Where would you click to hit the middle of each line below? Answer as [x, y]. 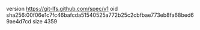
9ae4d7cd [19, 21]
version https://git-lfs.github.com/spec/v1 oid [62, 9]
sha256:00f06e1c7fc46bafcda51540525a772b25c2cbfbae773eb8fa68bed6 [100, 15]
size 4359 [45, 21]
